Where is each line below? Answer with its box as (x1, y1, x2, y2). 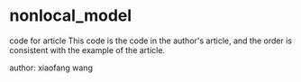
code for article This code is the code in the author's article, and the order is (9, 35, 293, 46)
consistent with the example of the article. (9, 44, 165, 55)
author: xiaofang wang (9, 62, 93, 73)
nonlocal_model (9, 5, 132, 26)
